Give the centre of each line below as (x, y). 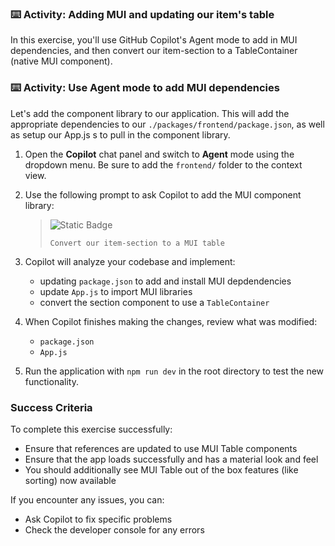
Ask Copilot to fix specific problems (98, 519)
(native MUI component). (61, 61)
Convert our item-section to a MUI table (137, 243)
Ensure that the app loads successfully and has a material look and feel (171, 459)
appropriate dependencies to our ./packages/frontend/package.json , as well (167, 124)
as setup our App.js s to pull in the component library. (120, 134)
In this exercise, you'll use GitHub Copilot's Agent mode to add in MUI (154, 40)
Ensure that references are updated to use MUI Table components (161, 448)
